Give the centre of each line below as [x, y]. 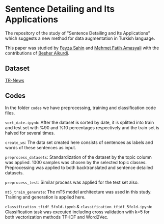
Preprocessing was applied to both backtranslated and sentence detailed [79, 168]
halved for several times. [30, 133]
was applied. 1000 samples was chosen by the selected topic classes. [76, 162]
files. [10, 113]
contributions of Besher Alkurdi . [37, 53]
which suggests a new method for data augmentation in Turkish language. [80, 38]
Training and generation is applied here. [45, 197]
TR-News [15, 80]
